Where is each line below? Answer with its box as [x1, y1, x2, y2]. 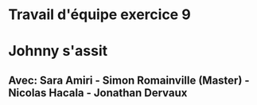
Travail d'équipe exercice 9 [8, 6, 191, 24]
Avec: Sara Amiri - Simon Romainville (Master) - [8, 73, 250, 87]
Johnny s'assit [8, 42, 108, 60]
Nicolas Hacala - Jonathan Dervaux [8, 86, 188, 99]
